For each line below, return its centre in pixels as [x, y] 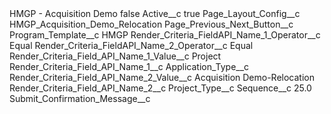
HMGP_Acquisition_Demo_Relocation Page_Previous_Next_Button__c [151, 24]
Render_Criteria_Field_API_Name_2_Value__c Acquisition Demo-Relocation [162, 77]
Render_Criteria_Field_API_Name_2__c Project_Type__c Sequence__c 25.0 [160, 88]
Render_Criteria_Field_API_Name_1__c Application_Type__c [129, 66]
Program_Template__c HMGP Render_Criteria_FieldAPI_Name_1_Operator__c [165, 35]
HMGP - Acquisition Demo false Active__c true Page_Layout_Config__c [155, 13]
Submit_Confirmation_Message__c [80, 98]
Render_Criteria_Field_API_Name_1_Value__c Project [115, 56]
